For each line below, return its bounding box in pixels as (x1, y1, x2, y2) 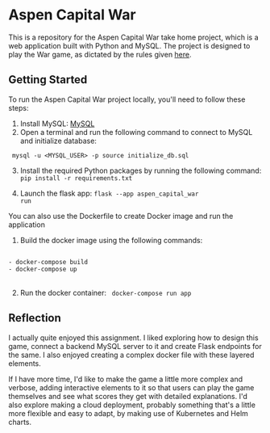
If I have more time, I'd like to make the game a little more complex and (8, 374, 243, 384)
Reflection (8, 311, 62, 325)
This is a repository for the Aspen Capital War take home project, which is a (8, 32, 260, 42)
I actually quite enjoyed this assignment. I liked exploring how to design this (8, 333, 260, 343)
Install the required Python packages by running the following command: (19, 166, 262, 175)
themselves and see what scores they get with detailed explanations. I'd (8, 391, 248, 401)
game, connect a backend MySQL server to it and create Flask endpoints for (8, 341, 262, 351)
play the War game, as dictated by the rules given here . (8, 49, 192, 59)
